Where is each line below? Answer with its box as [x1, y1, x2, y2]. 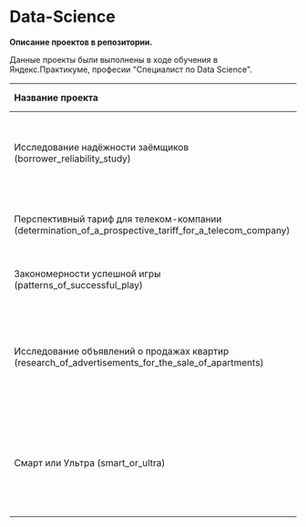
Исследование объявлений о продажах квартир [14, 345, 229, 357]
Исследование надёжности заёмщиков [14, 140, 189, 153]
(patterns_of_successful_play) [14, 278, 144, 291]
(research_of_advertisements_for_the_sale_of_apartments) [14, 356, 264, 368]
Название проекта [14, 91, 98, 104]
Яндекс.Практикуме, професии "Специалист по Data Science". [9, 64, 253, 75]
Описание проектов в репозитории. [9, 36, 153, 47]
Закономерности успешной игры [14, 267, 161, 280]
